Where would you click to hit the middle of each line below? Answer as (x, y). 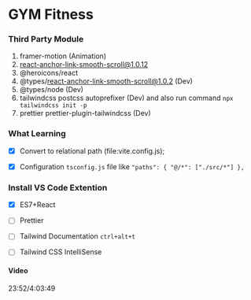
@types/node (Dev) (52, 90)
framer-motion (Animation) (63, 56)
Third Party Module (46, 39)
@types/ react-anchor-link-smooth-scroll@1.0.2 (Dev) (106, 81)
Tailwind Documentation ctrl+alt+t (78, 236)
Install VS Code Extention (58, 187)
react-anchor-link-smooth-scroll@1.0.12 (84, 65)
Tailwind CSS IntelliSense (61, 252)
